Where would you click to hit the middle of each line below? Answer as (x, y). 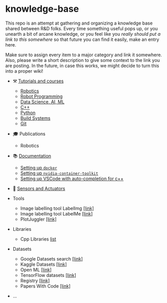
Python (28, 113)
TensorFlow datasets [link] (48, 275)
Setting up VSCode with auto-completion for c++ (72, 178)
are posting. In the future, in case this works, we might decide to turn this (82, 66)
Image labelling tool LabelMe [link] (56, 213)
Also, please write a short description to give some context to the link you (82, 60)
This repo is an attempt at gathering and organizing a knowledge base (79, 23)
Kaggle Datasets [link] (44, 264)
